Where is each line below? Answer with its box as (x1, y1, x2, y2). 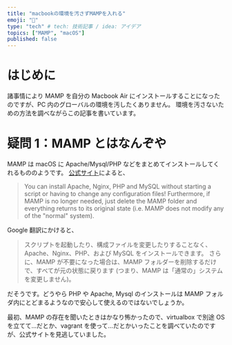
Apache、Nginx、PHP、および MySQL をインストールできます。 (23, 249, 208, 257)
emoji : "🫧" (7, 17, 39, 23)
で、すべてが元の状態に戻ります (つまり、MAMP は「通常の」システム (23, 266, 223, 275)
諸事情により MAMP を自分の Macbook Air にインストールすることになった (7, 92, 220, 100)
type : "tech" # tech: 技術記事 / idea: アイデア (7, 23, 142, 30)
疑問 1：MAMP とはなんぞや (7, 136, 167, 152)
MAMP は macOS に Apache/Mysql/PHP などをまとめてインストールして (7, 160, 214, 168)
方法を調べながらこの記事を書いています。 (19, 109, 140, 117)
